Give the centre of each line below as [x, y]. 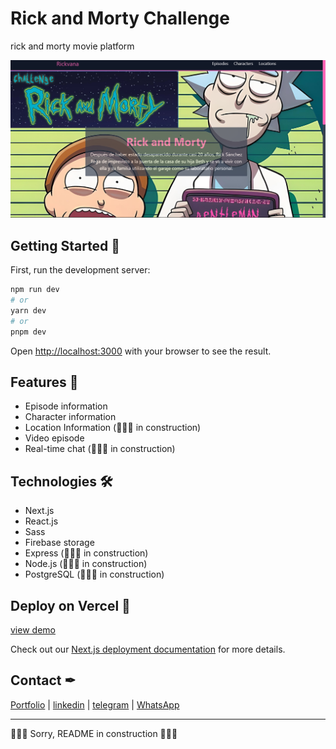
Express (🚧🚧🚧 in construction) [86, 553]
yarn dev [28, 310]
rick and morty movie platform [72, 46]
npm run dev [35, 290]
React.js [41, 521]
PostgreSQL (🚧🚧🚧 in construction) [94, 574]
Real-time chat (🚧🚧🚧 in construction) [100, 449]
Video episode [54, 438]
